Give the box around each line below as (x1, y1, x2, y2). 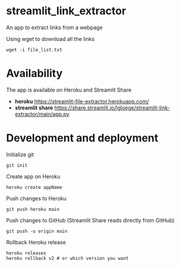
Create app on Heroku (6, 172, 61, 180)
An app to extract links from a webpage (6, 24, 103, 31)
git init (6, 162, 28, 168)
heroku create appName (6, 184, 62, 190)
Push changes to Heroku (6, 194, 67, 202)
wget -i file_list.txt (6, 46, 62, 53)
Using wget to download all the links (6, 35, 95, 42)
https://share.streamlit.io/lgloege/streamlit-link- (54, 104, 170, 111)
